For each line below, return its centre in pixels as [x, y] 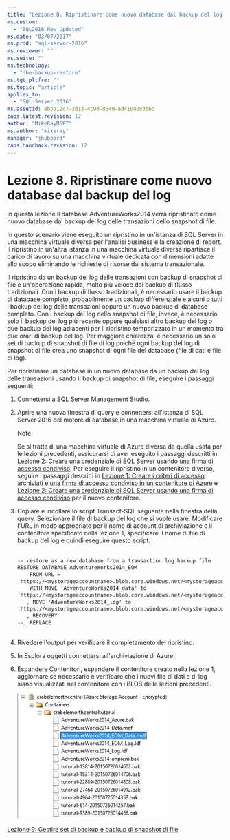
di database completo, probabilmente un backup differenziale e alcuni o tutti [115, 299]
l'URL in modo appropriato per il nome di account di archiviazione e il [115, 526]
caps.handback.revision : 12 [47, 145]
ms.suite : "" [26, 59]
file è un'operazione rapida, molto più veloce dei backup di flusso [100, 285]
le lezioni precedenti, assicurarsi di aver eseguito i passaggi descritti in [117, 454]
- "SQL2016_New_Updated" [49, 29]
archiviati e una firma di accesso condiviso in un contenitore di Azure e [117, 483]
